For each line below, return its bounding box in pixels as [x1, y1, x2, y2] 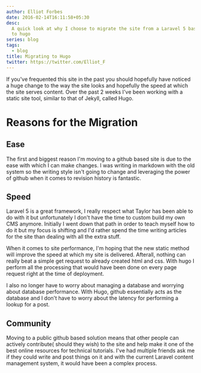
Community [6, 318, 51, 329]
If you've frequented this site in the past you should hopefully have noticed [6, 76, 191, 83]
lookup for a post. [6, 301, 50, 308]
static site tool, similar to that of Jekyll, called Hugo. [6, 94, 133, 102]
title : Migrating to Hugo [6, 53, 71, 59]
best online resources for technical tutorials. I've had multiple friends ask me [6, 347, 195, 354]
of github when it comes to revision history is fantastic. [6, 175, 142, 182]
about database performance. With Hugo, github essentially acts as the [6, 288, 182, 296]
